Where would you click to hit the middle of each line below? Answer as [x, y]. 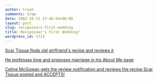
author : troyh [20, 9]
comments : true [21, 14]
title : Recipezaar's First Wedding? [42, 32]
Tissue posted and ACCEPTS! [35, 74]
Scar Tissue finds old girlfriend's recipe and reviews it [59, 50]
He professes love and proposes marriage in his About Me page [69, 60]
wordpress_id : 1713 [25, 37]
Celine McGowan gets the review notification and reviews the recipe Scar [79, 69]
